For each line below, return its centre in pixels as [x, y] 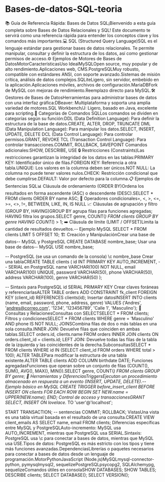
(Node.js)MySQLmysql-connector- [119, 459]
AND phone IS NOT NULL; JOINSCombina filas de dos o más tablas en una [81, 323]
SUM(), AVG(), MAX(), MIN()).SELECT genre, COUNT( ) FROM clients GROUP [82, 371]
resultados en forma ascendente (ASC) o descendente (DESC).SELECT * [79, 193]
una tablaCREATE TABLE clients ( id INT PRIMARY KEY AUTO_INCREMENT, [81, 261]
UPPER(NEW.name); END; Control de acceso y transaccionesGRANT [75, 397]
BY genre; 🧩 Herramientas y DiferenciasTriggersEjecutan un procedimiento [81, 376]
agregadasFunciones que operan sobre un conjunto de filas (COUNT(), [77, 365]
